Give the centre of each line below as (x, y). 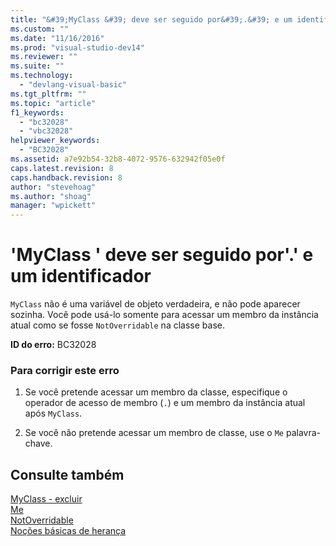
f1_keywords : (37, 112)
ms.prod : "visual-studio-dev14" (77, 47)
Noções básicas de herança (68, 531)
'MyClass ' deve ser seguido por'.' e (162, 255)
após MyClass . (53, 413)
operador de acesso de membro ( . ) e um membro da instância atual (165, 403)
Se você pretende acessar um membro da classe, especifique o (156, 392)
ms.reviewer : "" (44, 57)
